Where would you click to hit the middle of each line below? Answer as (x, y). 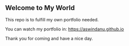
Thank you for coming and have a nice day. (49, 38)
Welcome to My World (40, 8)
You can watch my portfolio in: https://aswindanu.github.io (65, 29)
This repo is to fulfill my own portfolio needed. (52, 19)
